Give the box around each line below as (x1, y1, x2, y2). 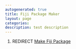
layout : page (5, 16, 32, 21)
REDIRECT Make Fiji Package (12, 38, 71, 44)
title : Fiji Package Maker (5, 12, 60, 16)
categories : (5, 20, 29, 26)
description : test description (5, 25, 69, 30)
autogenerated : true (5, 7, 47, 12)
